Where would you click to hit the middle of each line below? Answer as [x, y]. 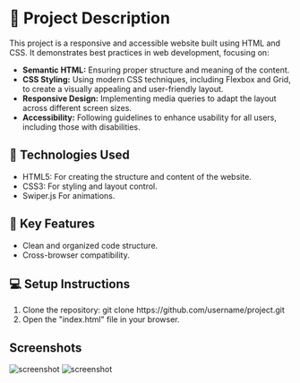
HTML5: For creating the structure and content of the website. [137, 176]
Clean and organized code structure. [90, 245]
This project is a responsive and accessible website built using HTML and [145, 43]
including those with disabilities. [81, 127]
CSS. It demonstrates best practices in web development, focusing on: [140, 52]
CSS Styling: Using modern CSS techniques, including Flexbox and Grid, [156, 79]
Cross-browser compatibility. [76, 255]
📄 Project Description [90, 18]
